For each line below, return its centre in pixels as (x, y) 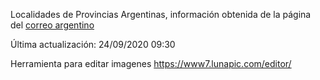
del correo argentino (52, 25)
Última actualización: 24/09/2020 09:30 (93, 44)
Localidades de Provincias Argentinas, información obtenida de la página (161, 14)
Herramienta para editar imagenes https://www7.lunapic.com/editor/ (151, 63)
